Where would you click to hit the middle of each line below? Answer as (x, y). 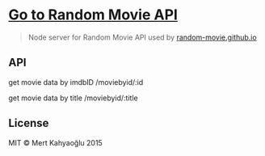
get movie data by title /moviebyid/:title (74, 98)
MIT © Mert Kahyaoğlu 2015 (55, 142)
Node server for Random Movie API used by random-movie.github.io (142, 37)
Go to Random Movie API (93, 15)
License (29, 123)
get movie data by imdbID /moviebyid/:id (76, 82)
